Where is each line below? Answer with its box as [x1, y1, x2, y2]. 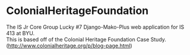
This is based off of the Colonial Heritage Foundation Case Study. [6, 36, 166, 43]
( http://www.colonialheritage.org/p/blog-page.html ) [6, 42, 132, 49]
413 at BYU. [6, 29, 35, 36]
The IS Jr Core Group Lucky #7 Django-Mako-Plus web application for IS [6, 23, 185, 30]
